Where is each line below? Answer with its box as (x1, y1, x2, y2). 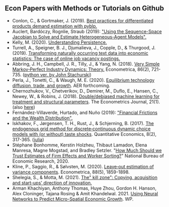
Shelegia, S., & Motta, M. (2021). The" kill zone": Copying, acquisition (12, 174, 158, 180)
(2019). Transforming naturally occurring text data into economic (12, 50, 149, 56)
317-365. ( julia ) (12, 136, 44, 142)
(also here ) (12, 104, 35, 110)
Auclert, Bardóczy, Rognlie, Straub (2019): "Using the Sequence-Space (12, 28, 162, 35)
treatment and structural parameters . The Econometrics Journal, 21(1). (12, 99, 160, 105)
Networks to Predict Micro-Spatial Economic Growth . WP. (12, 196, 134, 202)
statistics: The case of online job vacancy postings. (12, 55, 120, 62)
